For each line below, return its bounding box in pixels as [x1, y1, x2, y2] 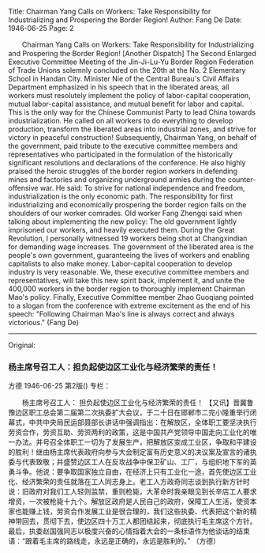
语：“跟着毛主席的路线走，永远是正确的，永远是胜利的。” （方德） [8, 536, 221, 546]
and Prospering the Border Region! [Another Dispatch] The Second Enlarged [8, 49, 256, 58]
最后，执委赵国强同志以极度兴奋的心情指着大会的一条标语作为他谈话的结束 [8, 526, 250, 536]
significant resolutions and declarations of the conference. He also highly [8, 158, 246, 167]
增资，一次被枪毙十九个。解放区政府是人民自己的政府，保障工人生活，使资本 [8, 497, 257, 506]
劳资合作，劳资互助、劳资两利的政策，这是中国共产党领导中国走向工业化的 [8, 427, 250, 437]
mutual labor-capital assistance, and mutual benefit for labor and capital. [8, 99, 244, 108]
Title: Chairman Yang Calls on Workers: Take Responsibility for [8, 7, 211, 16]
